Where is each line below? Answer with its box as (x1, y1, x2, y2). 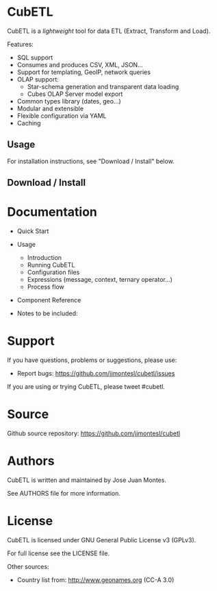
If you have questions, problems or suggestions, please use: (7, 356, 177, 364)
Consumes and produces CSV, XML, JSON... (16, 60, 143, 69)
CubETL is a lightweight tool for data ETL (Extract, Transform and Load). (7, 27, 211, 35)
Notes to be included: (16, 309, 78, 317)
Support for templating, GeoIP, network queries (16, 68, 151, 76)
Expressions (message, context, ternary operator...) (27, 276, 173, 284)
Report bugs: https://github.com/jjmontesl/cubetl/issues (16, 370, 175, 378)
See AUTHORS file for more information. (7, 489, 121, 497)
